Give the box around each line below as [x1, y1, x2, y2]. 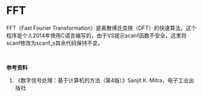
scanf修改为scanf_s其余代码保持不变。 [6, 39, 104, 46]
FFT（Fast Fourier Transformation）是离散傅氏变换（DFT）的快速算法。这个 [6, 24, 197, 31]
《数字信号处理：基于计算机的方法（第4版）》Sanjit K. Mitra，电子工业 [15, 77, 189, 84]
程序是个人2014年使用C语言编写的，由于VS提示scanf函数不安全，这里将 [6, 31, 187, 39]
